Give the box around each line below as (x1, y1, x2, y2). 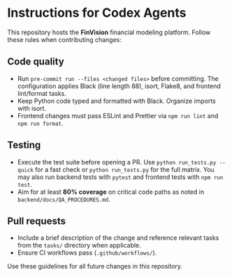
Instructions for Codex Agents (7, 5, 187, 21)
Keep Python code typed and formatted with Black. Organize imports (17, 97, 217, 105)
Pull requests (7, 215, 66, 227)
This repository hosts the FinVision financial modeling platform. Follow (7, 28, 211, 36)
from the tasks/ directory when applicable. (17, 241, 141, 250)
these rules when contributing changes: (7, 35, 122, 43)
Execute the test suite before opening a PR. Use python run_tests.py (17, 157, 217, 166)
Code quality (7, 56, 64, 68)
